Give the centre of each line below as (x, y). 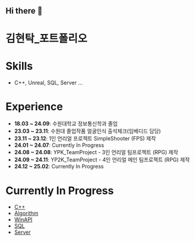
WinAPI (23, 220)
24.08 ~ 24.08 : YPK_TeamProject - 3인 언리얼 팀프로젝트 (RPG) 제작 (96, 152)
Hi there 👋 (24, 11)
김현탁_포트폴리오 (46, 38)
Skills (19, 66)
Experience (34, 106)
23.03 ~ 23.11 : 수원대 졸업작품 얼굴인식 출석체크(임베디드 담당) (87, 131)
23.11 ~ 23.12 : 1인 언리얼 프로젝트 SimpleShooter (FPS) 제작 (85, 139)
